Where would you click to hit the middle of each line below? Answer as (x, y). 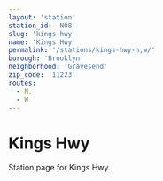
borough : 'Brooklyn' (47, 58)
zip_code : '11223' (42, 75)
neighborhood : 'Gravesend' (58, 67)
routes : (23, 83)
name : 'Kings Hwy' (42, 42)
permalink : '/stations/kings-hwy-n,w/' (82, 50)
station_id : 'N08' (42, 26)
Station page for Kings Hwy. (60, 168)
